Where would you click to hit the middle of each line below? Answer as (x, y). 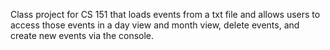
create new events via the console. (82, 35)
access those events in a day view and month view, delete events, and (155, 25)
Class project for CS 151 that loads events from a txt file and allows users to (165, 14)
